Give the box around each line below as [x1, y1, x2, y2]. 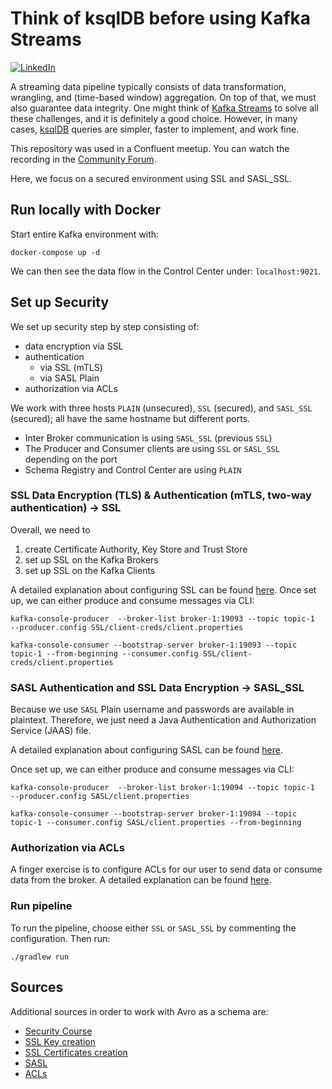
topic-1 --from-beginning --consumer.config [10, 648, 199, 659]
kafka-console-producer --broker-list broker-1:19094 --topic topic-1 [10, 783, 315, 793]
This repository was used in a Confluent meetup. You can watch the [10, 142, 290, 154]
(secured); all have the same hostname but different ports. [10, 412, 251, 424]
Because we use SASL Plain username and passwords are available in [10, 703, 295, 716]
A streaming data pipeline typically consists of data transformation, [10, 80, 287, 92]
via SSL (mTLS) [39, 361, 103, 373]
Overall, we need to [10, 523, 91, 536]
